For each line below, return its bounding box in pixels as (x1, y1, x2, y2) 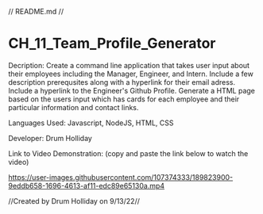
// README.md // (8, 7, 64, 16)
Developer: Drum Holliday (8, 133, 93, 143)
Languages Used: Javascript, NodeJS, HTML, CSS (8, 118, 174, 128)
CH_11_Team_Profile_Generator (8, 35, 216, 52)
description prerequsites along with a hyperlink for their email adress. (8, 77, 236, 86)
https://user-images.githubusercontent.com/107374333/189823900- (8, 172, 234, 182)
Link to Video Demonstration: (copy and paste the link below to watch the (8, 148, 249, 158)
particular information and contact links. (8, 102, 139, 112)
